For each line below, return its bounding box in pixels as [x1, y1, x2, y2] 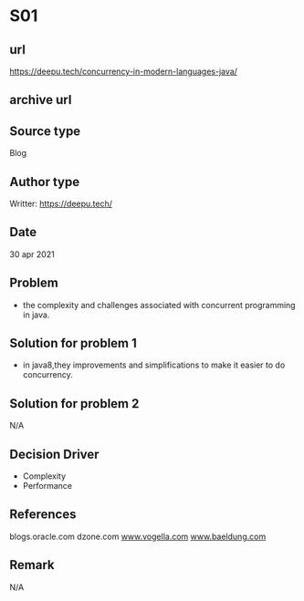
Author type [9, 174, 80, 190]
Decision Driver [9, 446, 100, 461]
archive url [9, 92, 72, 108]
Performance [22, 481, 73, 492]
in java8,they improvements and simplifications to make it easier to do [22, 359, 286, 370]
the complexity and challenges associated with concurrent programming [22, 299, 296, 310]
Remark [9, 557, 55, 573]
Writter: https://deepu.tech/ [9, 198, 112, 210]
